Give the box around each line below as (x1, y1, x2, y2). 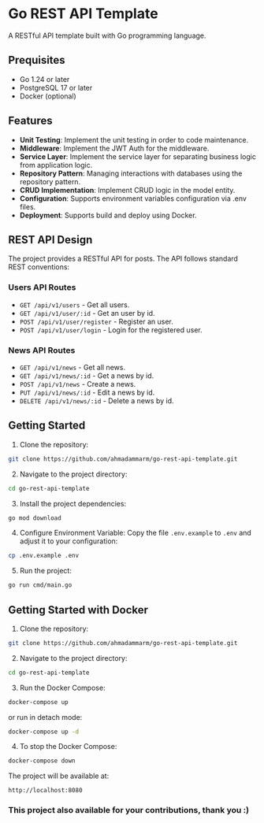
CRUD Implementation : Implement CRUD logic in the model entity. (19, 185, 236, 195)
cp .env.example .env (8, 552, 80, 560)
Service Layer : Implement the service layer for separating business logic (19, 151, 256, 161)
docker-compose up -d (8, 728, 80, 736)
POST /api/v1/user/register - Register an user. (19, 317, 173, 326)
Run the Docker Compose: (19, 683, 106, 692)
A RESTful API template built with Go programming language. (8, 31, 206, 40)
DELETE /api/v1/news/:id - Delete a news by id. (19, 395, 174, 406)
